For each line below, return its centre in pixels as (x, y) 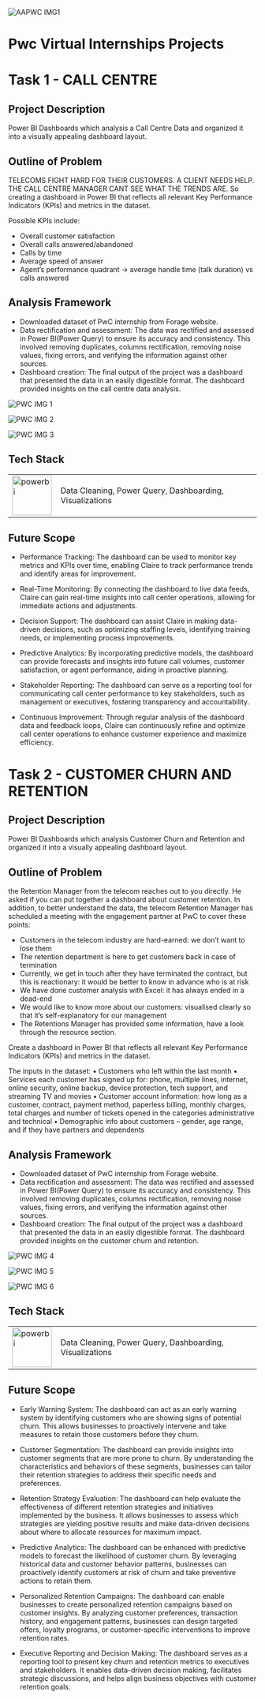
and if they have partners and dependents (77, 1130)
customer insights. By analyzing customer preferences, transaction (129, 1612)
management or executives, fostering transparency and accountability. (134, 702)
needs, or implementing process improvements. (97, 638)
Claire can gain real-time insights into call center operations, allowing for (138, 597)
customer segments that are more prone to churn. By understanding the (136, 1458)
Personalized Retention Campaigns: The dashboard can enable (122, 1596)
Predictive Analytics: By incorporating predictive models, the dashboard (136, 653)
